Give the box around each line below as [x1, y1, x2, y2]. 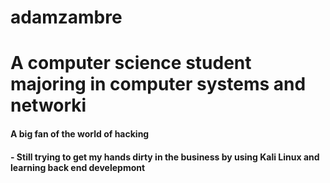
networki [10, 94, 87, 117]
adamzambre [10, 6, 123, 29]
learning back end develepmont [10, 161, 146, 173]
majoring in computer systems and [10, 73, 307, 96]
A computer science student [10, 52, 252, 75]
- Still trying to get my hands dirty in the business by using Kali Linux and [10, 151, 320, 163]
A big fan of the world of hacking [10, 127, 150, 140]
